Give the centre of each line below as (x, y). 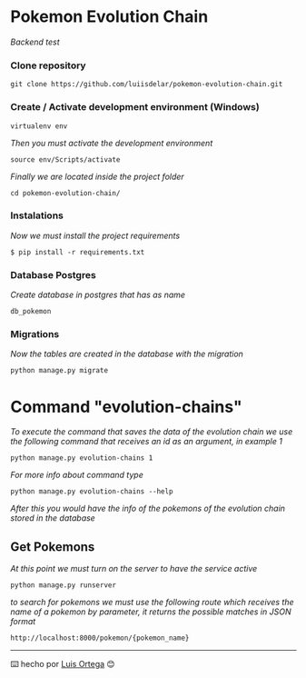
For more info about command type (77, 475)
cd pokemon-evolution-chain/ (65, 193)
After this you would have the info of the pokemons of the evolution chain (148, 508)
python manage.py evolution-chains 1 (82, 458)
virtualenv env (39, 126)
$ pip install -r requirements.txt (78, 252)
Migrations (35, 334)
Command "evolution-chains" (127, 407)
